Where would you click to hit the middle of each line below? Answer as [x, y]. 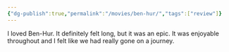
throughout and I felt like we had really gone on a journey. [91, 41]
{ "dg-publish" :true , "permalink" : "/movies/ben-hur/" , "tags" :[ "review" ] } [114, 14]
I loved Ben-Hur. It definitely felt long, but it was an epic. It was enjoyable [113, 33]
